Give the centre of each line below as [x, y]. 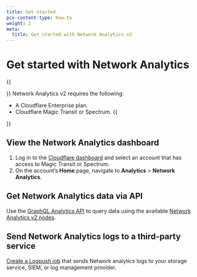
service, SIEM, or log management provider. [62, 267]
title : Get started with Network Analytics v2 [72, 35]
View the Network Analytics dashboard [83, 143]
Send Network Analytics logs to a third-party [94, 236]
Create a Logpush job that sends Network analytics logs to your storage [97, 261]
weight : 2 [19, 23]
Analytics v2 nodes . [31, 217]
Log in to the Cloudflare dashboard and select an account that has [98, 157]
